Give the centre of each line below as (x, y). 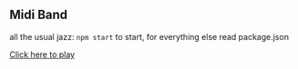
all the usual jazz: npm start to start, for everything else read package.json (149, 36)
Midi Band (39, 15)
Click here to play (42, 54)
